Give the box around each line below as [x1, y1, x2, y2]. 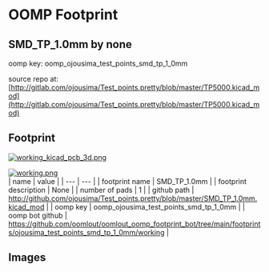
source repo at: [8, 74, 58, 83]
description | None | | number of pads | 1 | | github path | [8, 185, 195, 194]
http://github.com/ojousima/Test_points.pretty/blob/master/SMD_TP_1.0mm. [8, 194, 258, 203]
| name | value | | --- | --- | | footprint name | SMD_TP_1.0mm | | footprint [8, 176, 247, 186]
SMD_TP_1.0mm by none [8, 38, 132, 51]
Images [8, 250, 46, 265]
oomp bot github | [8, 210, 68, 220]
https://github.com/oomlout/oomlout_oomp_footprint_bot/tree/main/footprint [8, 218, 261, 229]
